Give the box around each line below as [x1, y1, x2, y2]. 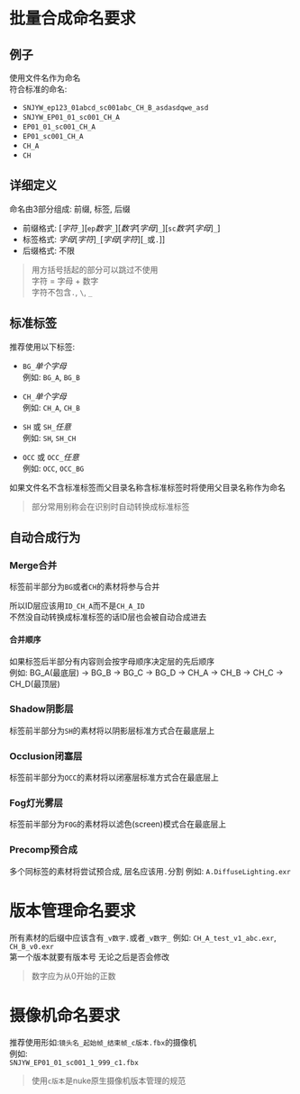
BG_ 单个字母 [22, 360, 68, 371]
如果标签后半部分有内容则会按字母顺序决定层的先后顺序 [9, 655, 214, 666]
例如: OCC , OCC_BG [22, 463, 85, 474]
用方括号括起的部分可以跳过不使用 [31, 264, 159, 275]
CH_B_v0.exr [9, 942, 54, 951]
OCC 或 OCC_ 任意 [22, 451, 79, 462]
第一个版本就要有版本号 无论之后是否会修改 [9, 951, 169, 962]
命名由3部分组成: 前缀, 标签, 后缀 [9, 203, 131, 214]
